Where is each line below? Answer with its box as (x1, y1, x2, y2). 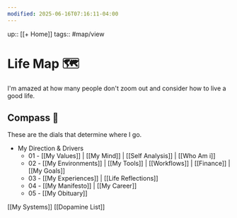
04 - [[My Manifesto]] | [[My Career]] (28, 181, 137, 190)
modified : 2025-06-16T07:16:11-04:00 (7, 10, 119, 18)
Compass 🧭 (7, 111, 59, 123)
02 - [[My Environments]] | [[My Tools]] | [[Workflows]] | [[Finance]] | (28, 159, 231, 168)
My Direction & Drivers (17, 144, 83, 152)
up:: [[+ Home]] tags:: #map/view (7, 30, 105, 38)
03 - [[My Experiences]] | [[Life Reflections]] (28, 174, 158, 183)
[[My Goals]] (28, 166, 66, 175)
